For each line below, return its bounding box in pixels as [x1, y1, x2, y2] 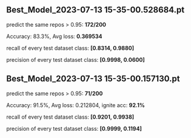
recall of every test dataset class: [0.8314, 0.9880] [6, 44, 135, 51]
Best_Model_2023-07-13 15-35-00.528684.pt [6, 5, 185, 15]
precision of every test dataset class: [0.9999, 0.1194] [6, 125, 142, 132]
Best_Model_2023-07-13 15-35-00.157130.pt [6, 74, 180, 84]
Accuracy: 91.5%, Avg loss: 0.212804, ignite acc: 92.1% [6, 101, 146, 108]
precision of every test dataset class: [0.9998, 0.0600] [6, 56, 145, 63]
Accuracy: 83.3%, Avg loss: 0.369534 [6, 33, 102, 40]
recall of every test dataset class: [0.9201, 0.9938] [6, 113, 135, 120]
